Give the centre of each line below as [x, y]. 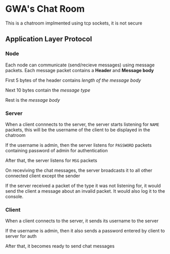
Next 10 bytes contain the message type [48, 90]
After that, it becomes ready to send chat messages [60, 246]
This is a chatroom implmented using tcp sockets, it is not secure [74, 23]
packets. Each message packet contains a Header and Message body [80, 70]
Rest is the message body [33, 100]
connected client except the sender [43, 176]
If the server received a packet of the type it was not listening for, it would [83, 186]
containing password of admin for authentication [57, 150]
